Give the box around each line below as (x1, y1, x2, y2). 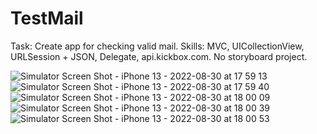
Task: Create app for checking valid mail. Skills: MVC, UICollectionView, (10, 40, 305, 52)
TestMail (10, 7, 84, 30)
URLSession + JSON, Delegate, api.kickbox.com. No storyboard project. (10, 50, 308, 62)
